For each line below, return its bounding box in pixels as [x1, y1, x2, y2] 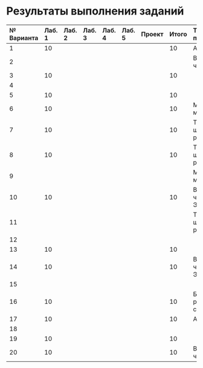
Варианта [9, 33, 39, 42]
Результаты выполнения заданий [6, 4, 184, 18]
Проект [141, 30, 164, 38]
